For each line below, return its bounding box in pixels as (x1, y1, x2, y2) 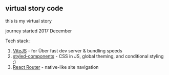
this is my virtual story (5, 17, 52, 24)
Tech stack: (5, 38, 30, 44)
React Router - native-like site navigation (12, 64, 99, 70)
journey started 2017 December (5, 28, 72, 34)
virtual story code (5, 4, 64, 13)
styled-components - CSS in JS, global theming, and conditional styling (12, 53, 164, 59)
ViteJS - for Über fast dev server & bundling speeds (12, 47, 122, 53)
